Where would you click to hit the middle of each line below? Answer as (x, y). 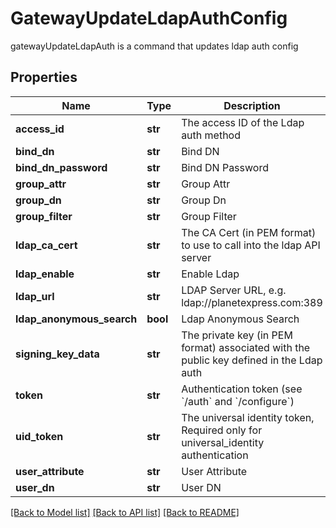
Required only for (222, 430)
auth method (211, 135)
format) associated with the (246, 347)
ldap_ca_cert (46, 245)
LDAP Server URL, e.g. (234, 290)
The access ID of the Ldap (243, 122)
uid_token (39, 436)
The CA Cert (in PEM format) (249, 232)
